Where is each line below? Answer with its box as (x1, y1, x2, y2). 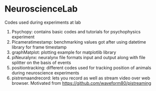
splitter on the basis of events (11, 60, 71, 65)
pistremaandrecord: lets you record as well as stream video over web (11, 75, 150, 81)
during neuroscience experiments (11, 70, 80, 76)
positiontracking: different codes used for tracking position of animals (11, 64, 152, 71)
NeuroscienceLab (4, 3, 78, 15)
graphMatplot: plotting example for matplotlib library (11, 49, 116, 55)
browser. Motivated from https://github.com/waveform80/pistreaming (11, 80, 152, 86)
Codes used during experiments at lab (4, 19, 81, 25)
